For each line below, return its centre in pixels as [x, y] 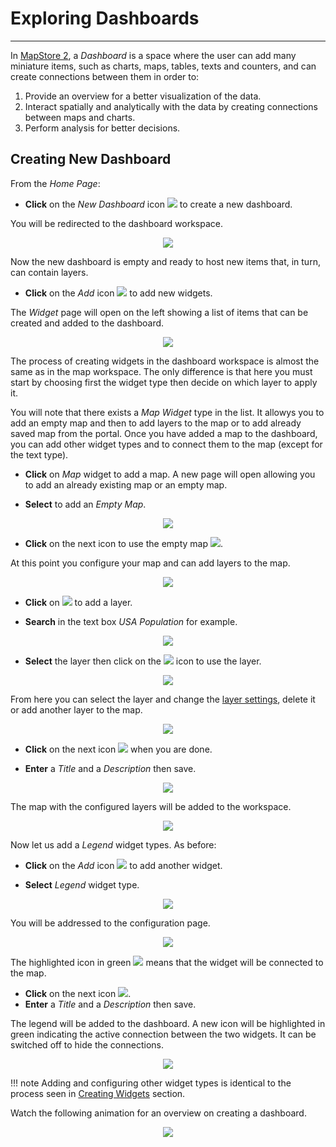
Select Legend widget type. [82, 884]
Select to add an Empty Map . [85, 504]
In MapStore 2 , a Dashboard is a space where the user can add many [153, 55]
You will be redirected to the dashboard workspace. [117, 223]
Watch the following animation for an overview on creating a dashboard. [158, 1113]
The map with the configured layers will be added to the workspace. [151, 806]
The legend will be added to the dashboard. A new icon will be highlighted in [168, 1023]
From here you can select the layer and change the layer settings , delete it [163, 699]
